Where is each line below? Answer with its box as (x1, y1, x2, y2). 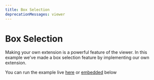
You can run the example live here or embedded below (5, 70, 117, 76)
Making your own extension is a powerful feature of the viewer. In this (5, 49, 148, 55)
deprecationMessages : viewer (5, 12, 65, 17)
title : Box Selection (5, 7, 50, 12)
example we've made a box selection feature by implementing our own (5, 55, 150, 61)
